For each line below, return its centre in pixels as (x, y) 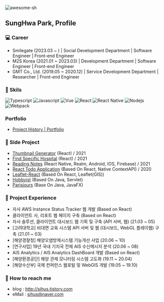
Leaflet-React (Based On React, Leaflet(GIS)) (58, 174)
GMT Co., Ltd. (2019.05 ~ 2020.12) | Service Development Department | (85, 72)
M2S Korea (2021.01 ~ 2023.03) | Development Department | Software (84, 61)
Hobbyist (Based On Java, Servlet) (48, 179)
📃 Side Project (22, 143)
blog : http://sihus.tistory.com (42, 289)
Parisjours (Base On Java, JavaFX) (48, 185)
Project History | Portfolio (38, 130)
